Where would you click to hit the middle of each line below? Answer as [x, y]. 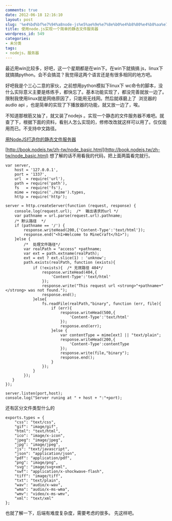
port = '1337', [31, 174]
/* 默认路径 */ [30, 221]
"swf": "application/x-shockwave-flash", [59, 471]
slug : [11, 24]
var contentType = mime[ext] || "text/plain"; [111, 335]
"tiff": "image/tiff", [39, 476]
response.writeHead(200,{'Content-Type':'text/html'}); [84, 230]
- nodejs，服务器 [22, 53]
